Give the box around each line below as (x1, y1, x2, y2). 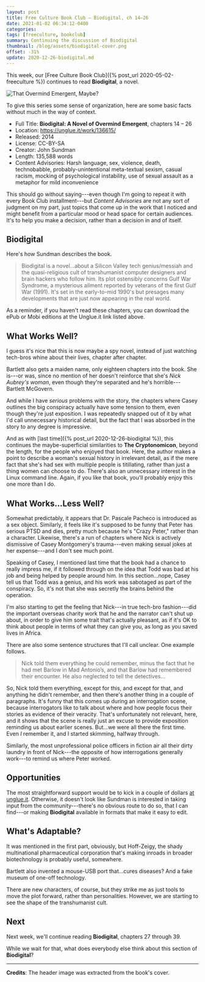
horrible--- (153, 379, 181, 386)
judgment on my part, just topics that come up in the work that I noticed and (6, 203, 197, 211)
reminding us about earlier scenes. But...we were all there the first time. (6, 723, 186, 731)
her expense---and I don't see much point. (6, 547, 114, 554)
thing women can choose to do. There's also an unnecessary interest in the (6, 467, 196, 475)
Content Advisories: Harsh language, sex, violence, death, (15, 159, 162, 166)
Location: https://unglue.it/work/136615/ (15, 126, 116, 134)
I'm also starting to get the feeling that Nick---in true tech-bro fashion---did (6, 603, 196, 611)
